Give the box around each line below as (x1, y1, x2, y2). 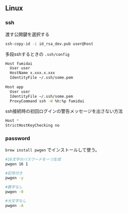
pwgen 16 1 (5, 162, 28, 167)
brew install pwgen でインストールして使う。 (5, 147, 100, 153)
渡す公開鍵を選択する (5, 31, 49, 37)
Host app (5, 84, 24, 90)
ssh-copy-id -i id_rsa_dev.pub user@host (5, 41, 94, 46)
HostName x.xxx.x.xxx (10, 70, 55, 76)
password (5, 135, 30, 142)
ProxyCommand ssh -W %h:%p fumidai (10, 98, 85, 104)
